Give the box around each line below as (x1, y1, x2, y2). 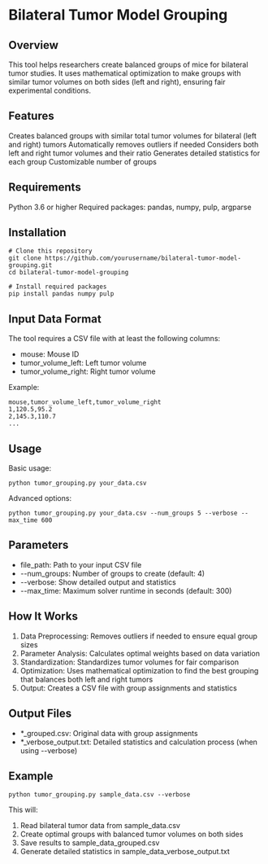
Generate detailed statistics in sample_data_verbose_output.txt (19, 847, 230, 857)
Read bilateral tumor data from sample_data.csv (19, 821, 181, 831)
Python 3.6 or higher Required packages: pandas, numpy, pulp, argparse (8, 202, 252, 212)
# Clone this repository (8, 247, 93, 256)
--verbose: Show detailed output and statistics (19, 577, 176, 587)
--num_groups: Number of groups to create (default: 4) (19, 568, 205, 578)
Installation (8, 226, 67, 239)
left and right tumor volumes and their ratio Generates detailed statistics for (8, 148, 261, 158)
